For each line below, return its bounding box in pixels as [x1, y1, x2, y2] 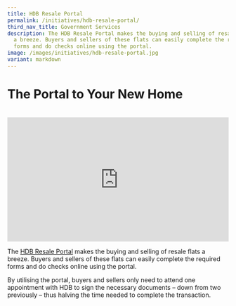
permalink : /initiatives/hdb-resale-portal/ [7, 17, 140, 24]
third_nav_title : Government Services [7, 23, 121, 30]
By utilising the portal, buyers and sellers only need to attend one [7, 276, 196, 284]
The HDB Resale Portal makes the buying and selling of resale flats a [7, 247, 206, 256]
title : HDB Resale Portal [7, 10, 83, 18]
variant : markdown [7, 56, 61, 63]
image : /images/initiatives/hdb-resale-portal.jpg [7, 50, 159, 57]
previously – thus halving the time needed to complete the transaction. [7, 291, 211, 299]
